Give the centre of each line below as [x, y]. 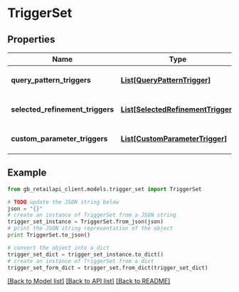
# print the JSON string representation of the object [90, 229]
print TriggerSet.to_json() [49, 235]
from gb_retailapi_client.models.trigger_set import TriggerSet [105, 189]
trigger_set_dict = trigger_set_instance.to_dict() [85, 254]
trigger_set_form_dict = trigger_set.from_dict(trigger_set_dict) [108, 268]
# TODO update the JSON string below [63, 202]
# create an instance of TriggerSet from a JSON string [92, 215]
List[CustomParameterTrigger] [174, 139]
